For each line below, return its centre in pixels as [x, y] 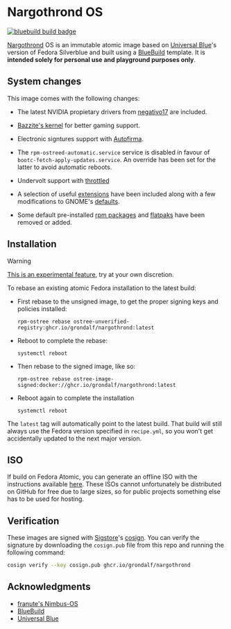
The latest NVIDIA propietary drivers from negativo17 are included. [112, 111]
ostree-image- [94, 379]
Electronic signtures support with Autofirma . [80, 138]
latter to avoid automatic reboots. [65, 167]
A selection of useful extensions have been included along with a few [116, 194]
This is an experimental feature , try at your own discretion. [91, 274]
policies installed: [42, 309]
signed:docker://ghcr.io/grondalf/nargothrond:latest [96, 385]
